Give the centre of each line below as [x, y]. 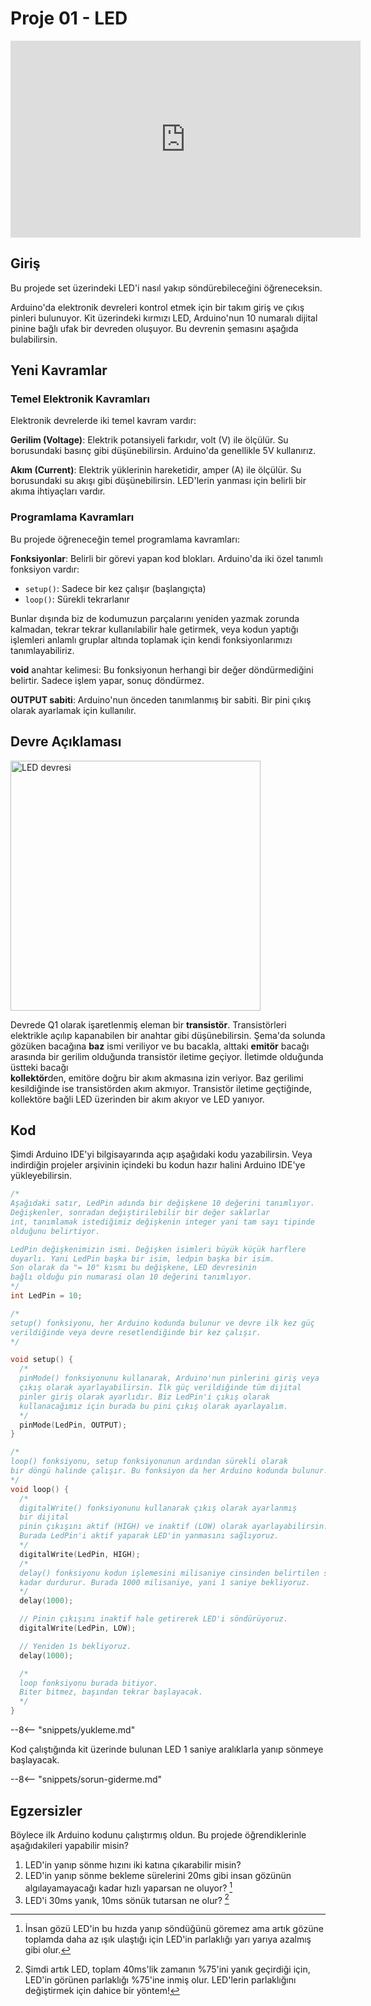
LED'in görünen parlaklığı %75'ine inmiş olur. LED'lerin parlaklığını [160, 1980]
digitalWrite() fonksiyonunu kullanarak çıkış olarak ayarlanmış [158, 1508]
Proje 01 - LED [69, 18]
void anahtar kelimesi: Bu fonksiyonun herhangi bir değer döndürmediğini [162, 669]
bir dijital [44, 1517]
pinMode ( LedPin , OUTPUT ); [73, 1425]
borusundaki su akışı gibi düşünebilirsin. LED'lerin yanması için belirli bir [158, 481]
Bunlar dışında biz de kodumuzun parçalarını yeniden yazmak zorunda [155, 618]
